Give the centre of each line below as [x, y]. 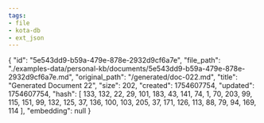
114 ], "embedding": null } [50, 111]
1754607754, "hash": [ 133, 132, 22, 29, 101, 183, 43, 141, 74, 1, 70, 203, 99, [130, 94]
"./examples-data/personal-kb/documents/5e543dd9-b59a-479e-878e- [127, 69]
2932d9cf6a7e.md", [41, 77]
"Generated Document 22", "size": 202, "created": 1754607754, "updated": [131, 86]
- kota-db [25, 30]
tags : [17, 15]
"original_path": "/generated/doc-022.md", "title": [157, 77]
